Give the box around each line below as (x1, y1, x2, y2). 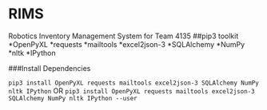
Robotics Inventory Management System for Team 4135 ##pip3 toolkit (8, 31, 239, 41)
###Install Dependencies (8, 63, 91, 73)
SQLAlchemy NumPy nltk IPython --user (8, 94, 137, 102)
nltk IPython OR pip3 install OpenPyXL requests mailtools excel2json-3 (8, 85, 255, 96)
